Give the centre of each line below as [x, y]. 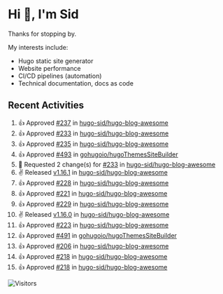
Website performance [49, 68]
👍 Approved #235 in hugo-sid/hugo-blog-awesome [93, 144]
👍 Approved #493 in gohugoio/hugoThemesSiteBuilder [98, 154]
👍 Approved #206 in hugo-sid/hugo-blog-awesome [93, 246]
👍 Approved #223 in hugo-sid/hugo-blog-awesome [93, 225]
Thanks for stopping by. [42, 34]
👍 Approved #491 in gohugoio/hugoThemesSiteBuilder [98, 235]
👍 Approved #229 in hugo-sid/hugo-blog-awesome [93, 203]
